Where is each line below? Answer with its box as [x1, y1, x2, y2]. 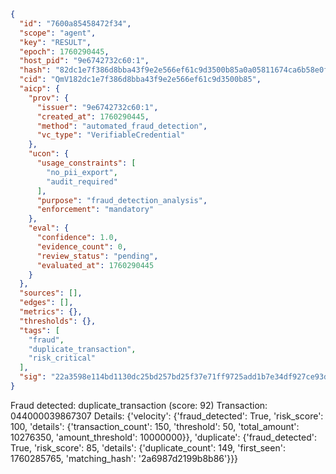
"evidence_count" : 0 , [36, 241, 128, 252]
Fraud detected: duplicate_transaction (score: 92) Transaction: [10, 399, 268, 411]
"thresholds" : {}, [19, 316, 97, 326]
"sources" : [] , [19, 288, 83, 299]
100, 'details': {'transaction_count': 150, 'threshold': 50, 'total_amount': [10, 420, 300, 432]
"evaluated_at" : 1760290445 [36, 260, 155, 270]
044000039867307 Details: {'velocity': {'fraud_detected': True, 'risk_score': [10, 410, 324, 422]
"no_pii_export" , [46, 167, 118, 177]
